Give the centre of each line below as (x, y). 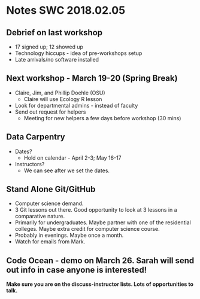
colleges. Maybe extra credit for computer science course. (87, 229)
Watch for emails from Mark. (50, 242)
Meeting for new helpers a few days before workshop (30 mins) (102, 118)
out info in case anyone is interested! (77, 270)
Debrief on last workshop (54, 33)
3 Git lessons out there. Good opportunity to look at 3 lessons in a (96, 210)
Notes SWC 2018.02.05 (66, 10)
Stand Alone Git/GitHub (51, 189)
